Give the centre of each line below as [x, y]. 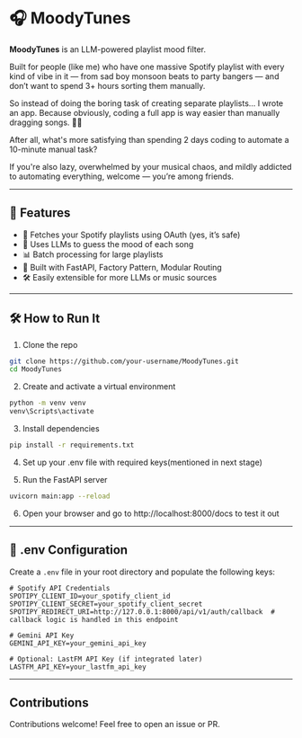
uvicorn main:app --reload [60, 496]
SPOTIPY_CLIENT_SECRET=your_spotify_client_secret [106, 604]
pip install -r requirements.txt [72, 445]
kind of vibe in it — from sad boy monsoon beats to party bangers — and [144, 76]
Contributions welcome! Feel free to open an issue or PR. [115, 725]
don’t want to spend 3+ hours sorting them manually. [107, 85]
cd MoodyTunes [36, 369]
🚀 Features [40, 213]
